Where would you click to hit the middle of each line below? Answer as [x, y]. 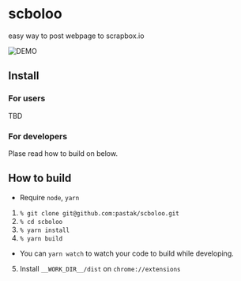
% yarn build [41, 238]
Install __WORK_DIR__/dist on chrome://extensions [100, 268]
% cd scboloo [41, 222]
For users [27, 98]
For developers [38, 136]
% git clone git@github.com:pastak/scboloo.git [99, 213]
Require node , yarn [49, 197]
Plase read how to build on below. [63, 153]
